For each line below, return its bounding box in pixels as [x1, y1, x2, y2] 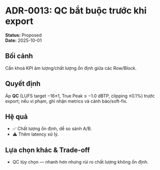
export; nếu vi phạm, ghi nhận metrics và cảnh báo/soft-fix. [5, 98, 127, 104]
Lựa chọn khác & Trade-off [5, 146, 90, 154]
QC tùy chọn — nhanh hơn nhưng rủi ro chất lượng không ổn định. [12, 159, 149, 165]
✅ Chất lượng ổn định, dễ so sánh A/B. [12, 126, 92, 132]
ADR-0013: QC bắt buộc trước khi [5, 5, 147, 16]
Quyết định [5, 80, 41, 88]
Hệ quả [5, 112, 28, 121]
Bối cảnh [5, 52, 33, 60]
